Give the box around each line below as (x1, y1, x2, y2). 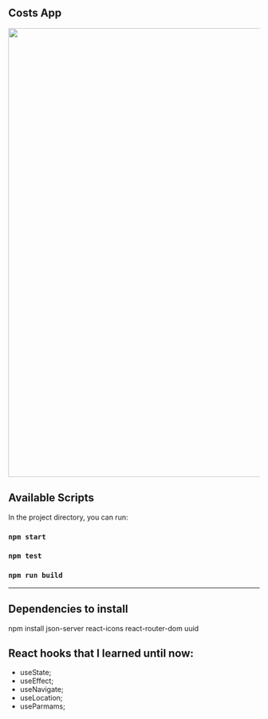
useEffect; (19, 676, 54, 685)
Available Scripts (8, 491, 94, 505)
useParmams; (19, 701, 65, 711)
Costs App (8, 6, 62, 20)
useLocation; (19, 693, 63, 703)
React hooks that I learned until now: (8, 646, 194, 660)
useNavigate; (19, 685, 64, 694)
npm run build (8, 571, 63, 580)
